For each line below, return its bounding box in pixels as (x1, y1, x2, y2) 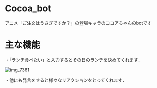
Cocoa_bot (5, 3, 51, 14)
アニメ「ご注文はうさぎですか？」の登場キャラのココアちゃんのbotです (5, 20, 152, 26)
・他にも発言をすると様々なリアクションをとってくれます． (5, 77, 127, 83)
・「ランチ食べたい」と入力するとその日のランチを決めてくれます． (5, 57, 143, 63)
